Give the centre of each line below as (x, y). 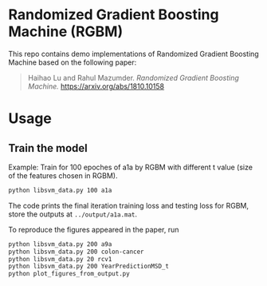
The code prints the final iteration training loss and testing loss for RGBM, (129, 205)
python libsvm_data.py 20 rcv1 (60, 259)
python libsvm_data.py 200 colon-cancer (77, 252)
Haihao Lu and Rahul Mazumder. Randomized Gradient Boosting (133, 77)
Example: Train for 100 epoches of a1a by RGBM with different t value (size (131, 167)
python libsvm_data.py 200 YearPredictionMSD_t (89, 266)
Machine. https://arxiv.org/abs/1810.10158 (96, 86)
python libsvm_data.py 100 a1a (60, 190)
